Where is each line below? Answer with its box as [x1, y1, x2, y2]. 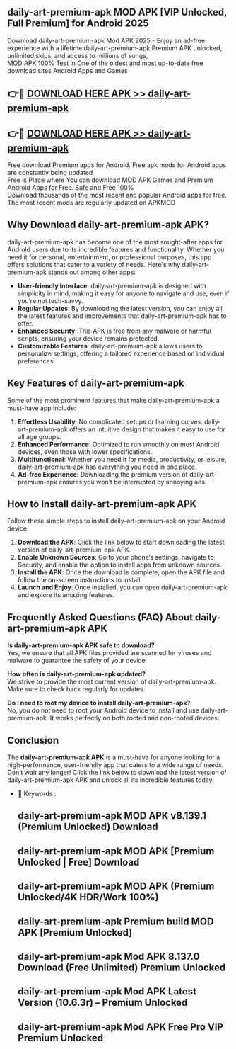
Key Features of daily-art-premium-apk [7, 378, 185, 390]
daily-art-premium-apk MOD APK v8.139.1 [17, 810, 207, 822]
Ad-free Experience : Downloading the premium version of [17, 470, 189, 478]
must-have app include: [7, 404, 76, 412]
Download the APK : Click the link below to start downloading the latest [17, 538, 225, 547]
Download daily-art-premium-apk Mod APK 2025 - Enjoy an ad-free [7, 36, 206, 45]
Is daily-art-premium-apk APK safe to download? [7, 641, 155, 650]
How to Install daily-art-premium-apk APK [7, 498, 197, 510]
